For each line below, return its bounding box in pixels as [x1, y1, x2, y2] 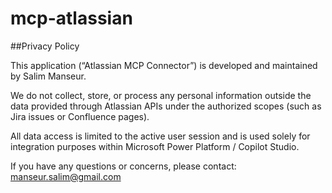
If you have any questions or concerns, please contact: [10, 160, 237, 172]
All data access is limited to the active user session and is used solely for [10, 130, 311, 142]
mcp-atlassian [10, 7, 133, 30]
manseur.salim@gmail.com [10, 170, 122, 182]
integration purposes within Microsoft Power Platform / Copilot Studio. [10, 140, 300, 152]
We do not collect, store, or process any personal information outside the [10, 89, 312, 101]
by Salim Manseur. [10, 70, 87, 82]
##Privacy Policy [10, 40, 80, 52]
